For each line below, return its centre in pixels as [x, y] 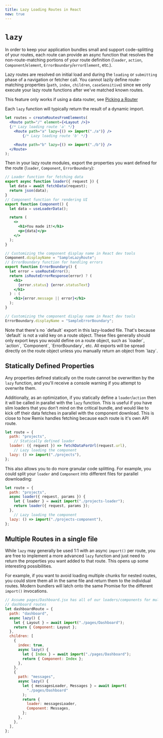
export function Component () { [37, 204]
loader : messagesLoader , [52, 704]
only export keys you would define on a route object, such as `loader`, [75, 340]
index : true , [31, 645]
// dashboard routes [26, 605]
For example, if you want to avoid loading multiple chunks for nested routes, [81, 576]
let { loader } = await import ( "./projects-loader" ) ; [69, 501]
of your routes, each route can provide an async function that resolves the [79, 55]
